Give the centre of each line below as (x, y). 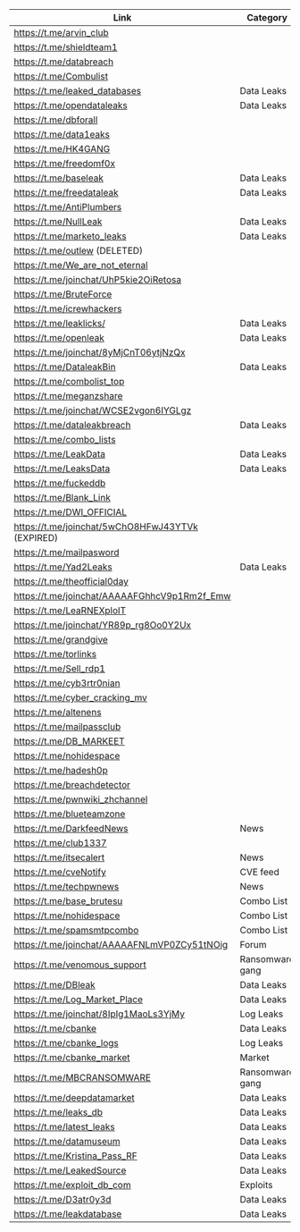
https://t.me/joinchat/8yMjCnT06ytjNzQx (100, 352)
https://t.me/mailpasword (67, 552)
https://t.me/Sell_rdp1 (59, 668)
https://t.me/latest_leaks (64, 1127)
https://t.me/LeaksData (62, 468)
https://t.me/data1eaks (62, 135)
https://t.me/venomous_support (80, 965)
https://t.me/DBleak (54, 985)
